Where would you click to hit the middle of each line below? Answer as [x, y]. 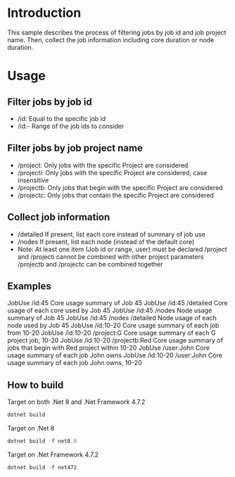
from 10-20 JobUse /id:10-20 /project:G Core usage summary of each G [112, 333]
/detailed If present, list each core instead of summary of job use [111, 234]
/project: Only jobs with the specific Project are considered [103, 165]
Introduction [44, 13]
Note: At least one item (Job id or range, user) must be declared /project [122, 249]
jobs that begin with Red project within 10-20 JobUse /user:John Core [108, 348]
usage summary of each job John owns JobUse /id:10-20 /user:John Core [115, 355]
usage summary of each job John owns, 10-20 [75, 363]
